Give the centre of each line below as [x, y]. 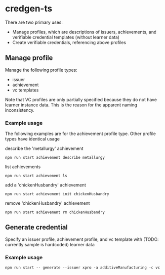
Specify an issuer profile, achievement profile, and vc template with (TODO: [82, 239]
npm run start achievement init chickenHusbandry [57, 194]
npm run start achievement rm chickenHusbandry [55, 212]
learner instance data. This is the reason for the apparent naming [71, 105]
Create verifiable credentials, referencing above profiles [69, 42]
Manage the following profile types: [41, 70]
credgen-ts [29, 9]
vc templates [25, 90]
